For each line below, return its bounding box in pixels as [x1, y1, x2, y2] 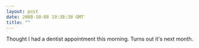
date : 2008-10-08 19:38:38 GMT [6, 14, 84, 20]
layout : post [6, 8, 39, 15]
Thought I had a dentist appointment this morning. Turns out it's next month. [6, 36, 194, 43]
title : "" [6, 19, 31, 25]
